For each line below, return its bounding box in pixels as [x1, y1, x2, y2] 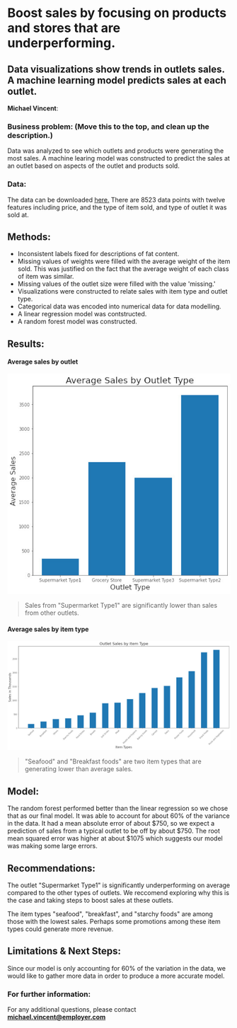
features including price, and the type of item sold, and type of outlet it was [7, 203, 227, 212]
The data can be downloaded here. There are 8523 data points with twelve [7, 195, 226, 204]
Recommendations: [7, 862, 96, 874]
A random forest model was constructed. [17, 317, 137, 326]
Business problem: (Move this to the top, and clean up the [7, 122, 210, 132]
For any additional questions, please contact [7, 1005, 137, 1014]
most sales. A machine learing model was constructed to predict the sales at [7, 154, 230, 163]
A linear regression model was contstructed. [17, 310, 147, 318]
